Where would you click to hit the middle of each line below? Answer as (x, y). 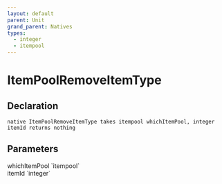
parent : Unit (26, 20)
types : (17, 33)
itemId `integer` (29, 173)
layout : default (30, 14)
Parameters (33, 149)
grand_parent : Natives (40, 26)
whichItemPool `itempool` (44, 166)
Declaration (33, 106)
